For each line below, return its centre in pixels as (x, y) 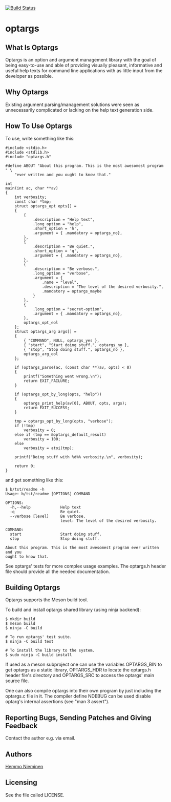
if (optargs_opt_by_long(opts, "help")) (58, 394)
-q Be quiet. (46, 512)
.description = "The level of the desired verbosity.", (103, 287)
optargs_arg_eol (41, 354)
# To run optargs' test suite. (39, 637)
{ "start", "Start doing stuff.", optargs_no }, (77, 345)
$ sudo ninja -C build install (39, 655)
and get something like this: (35, 480)
